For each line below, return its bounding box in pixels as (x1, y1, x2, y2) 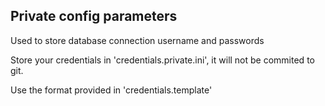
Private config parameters (10, 8, 178, 25)
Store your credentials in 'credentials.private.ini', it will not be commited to (10, 54, 315, 66)
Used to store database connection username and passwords (10, 34, 265, 46)
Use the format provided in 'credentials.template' (10, 84, 213, 96)
